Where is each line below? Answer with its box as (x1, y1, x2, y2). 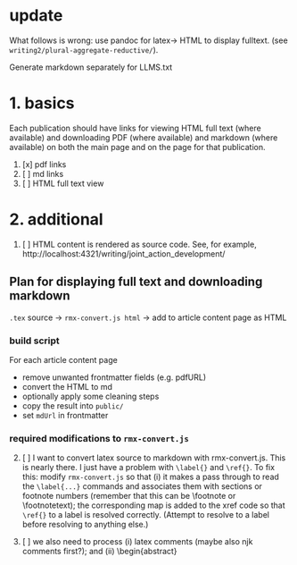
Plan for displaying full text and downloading (9, 274, 263, 290)
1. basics (9, 93, 75, 114)
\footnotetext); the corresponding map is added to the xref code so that (21, 500, 285, 510)
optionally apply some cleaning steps (21, 391, 160, 401)
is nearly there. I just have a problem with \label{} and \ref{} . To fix (21, 462, 275, 473)
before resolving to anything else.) (21, 519, 149, 530)
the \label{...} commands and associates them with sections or (21, 481, 263, 492)
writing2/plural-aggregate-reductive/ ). (9, 44, 159, 55)
